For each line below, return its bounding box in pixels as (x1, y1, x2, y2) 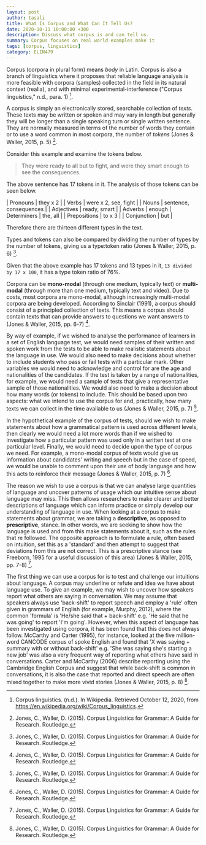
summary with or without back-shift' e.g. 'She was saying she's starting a (6, 645, 192, 652)
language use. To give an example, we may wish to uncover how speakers (6, 586, 194, 593)
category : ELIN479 (6, 49, 53, 55)
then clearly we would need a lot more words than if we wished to (6, 430, 173, 438)
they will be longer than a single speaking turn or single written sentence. (6, 118, 192, 125)
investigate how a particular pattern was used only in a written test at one (6, 436, 192, 444)
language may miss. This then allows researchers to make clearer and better (6, 495, 199, 502)
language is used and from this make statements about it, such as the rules (6, 527, 196, 534)
